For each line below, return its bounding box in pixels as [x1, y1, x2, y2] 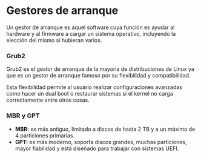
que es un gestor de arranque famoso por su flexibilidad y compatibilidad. [6, 72, 191, 79]
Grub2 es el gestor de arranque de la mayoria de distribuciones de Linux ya [6, 65, 195, 73]
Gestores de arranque [6, 4, 119, 18]
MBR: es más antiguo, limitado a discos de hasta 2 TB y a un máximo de [15, 125, 196, 133]
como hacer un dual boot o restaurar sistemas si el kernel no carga [6, 90, 174, 97]
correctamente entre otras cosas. [6, 96, 90, 104]
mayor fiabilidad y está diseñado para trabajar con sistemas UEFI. [15, 145, 179, 152]
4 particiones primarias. [15, 131, 74, 139]
